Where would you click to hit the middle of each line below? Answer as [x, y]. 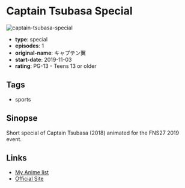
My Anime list [32, 172]
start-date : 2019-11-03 [43, 59]
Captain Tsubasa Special [69, 11]
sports [23, 99]
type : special [31, 39]
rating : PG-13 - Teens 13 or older [56, 66]
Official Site [29, 179]
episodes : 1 [29, 46]
